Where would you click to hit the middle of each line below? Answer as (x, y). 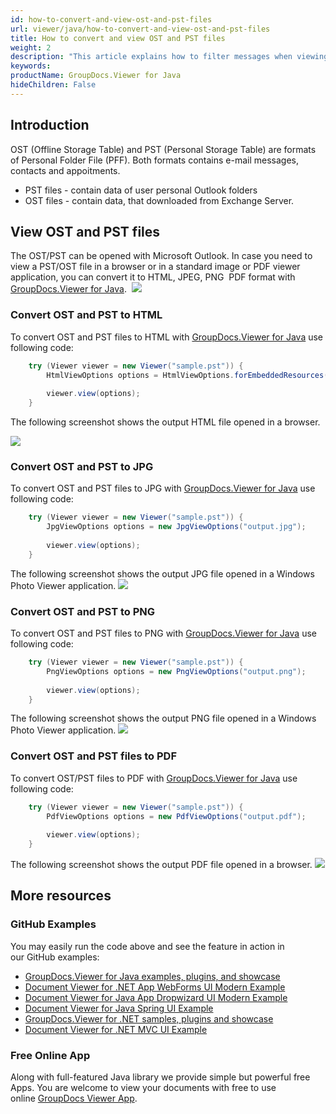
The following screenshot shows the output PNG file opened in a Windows (163, 718)
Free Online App (50, 1055)
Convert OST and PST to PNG (83, 611)
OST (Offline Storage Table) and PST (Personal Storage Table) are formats (163, 149)
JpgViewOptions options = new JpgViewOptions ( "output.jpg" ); (176, 527)
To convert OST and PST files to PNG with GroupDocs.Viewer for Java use (163, 633)
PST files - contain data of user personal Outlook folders (141, 190)
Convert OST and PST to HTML (86, 315)
